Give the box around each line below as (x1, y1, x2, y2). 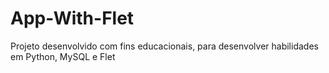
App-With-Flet (10, 7, 135, 30)
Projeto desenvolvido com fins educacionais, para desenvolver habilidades (10, 40, 319, 52)
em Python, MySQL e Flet (10, 50, 116, 62)
